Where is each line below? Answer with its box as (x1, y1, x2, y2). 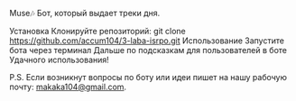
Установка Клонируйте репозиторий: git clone (9, 26, 187, 36)
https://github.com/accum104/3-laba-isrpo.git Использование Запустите (9, 35, 284, 46)
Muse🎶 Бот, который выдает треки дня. (9, 8, 161, 18)
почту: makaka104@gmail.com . (9, 81, 127, 92)
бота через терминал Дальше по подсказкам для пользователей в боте (9, 45, 287, 55)
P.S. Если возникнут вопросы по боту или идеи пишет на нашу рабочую (9, 72, 287, 82)
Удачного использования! (9, 54, 110, 65)
